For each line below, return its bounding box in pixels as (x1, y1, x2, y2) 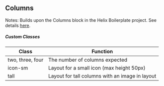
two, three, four (7, 56, 44, 63)
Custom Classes (5, 34, 40, 40)
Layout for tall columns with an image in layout (48, 72, 157, 79)
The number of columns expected (48, 56, 128, 63)
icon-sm (7, 64, 28, 71)
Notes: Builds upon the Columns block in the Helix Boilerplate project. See (5, 17, 157, 23)
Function (91, 48, 113, 55)
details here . (5, 22, 31, 28)
